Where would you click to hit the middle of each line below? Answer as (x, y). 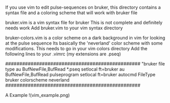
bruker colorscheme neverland (38, 80)
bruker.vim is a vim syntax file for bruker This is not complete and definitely (84, 23)
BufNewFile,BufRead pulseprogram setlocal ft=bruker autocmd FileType (80, 75)
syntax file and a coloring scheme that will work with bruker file (72, 13)
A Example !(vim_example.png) (38, 95)
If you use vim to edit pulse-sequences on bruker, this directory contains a (83, 7)
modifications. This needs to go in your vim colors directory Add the (76, 48)
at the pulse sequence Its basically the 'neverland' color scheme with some (84, 43)
